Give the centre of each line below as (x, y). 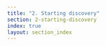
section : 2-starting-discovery (52, 20)
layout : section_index (40, 32)
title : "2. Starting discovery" (53, 13)
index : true (24, 26)
